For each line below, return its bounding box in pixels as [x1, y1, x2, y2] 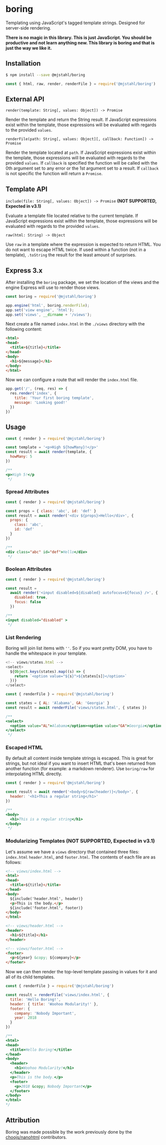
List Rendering [5, 634, 41, 641]
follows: [5, 859, 22, 865]
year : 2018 [14, 1015, 37, 1020]
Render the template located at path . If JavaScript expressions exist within [5, 149, 156, 156]
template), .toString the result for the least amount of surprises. [5, 252, 136, 258]
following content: [5, 326, 42, 332]
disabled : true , [14, 595, 48, 600]
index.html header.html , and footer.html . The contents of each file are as [5, 854, 156, 860]
